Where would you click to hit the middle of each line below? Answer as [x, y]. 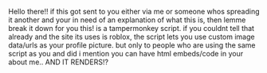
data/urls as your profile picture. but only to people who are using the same [132, 45]
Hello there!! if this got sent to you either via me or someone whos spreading [134, 12]
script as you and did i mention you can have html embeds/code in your [126, 54]
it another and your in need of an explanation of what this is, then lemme [127, 20]
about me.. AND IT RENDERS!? [59, 62]
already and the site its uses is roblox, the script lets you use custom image [132, 36]
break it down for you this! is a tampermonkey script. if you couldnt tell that [132, 28]
